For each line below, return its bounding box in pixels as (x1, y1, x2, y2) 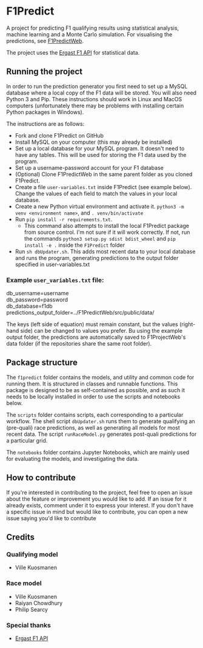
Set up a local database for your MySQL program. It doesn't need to (15, 144, 185, 152)
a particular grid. (6, 436, 48, 444)
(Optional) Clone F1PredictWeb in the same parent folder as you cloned (15, 170, 193, 178)
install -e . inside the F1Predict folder (24, 241, 125, 249)
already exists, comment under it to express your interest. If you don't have (6, 501, 194, 509)
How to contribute (6, 473, 76, 483)
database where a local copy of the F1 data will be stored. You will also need (6, 89, 197, 96)
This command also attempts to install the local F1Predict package (24, 222, 190, 229)
